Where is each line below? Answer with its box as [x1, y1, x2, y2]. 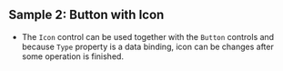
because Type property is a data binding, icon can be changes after [21, 41, 274, 52]
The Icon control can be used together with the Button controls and [21, 31, 275, 42]
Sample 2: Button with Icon [8, 7, 165, 23]
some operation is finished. [21, 50, 125, 62]
